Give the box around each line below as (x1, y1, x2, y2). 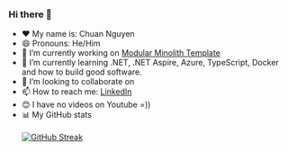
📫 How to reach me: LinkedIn (21, 86, 132, 97)
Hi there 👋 (8, 8, 53, 21)
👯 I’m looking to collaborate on (21, 76, 135, 87)
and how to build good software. (21, 67, 142, 77)
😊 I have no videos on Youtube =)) (21, 99, 151, 111)
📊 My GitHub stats (21, 110, 92, 120)
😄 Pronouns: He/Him (21, 38, 101, 49)
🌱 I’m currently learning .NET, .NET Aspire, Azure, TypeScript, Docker (21, 58, 280, 68)
